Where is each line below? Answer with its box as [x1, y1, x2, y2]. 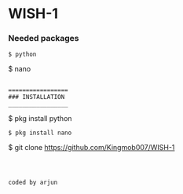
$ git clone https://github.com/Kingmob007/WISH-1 [8, 143, 175, 152]
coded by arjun [8, 178, 58, 187]
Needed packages [8, 33, 80, 44]
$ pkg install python [8, 114, 72, 123]
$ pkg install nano [8, 129, 72, 137]
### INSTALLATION [8, 93, 65, 101]
